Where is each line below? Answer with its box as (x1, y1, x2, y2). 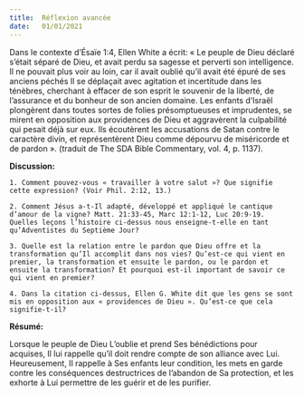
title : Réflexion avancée (9, 13, 111, 23)
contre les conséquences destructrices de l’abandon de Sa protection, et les (9, 367, 294, 378)
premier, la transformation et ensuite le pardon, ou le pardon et (9, 257, 270, 266)
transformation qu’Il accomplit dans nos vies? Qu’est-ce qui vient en (9, 249, 285, 258)
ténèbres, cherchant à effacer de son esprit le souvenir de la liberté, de (9, 85, 274, 96)
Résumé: (9, 321, 43, 332)
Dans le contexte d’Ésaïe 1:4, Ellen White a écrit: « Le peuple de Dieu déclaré (9, 46, 295, 57)
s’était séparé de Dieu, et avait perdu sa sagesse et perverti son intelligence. (9, 56, 294, 67)
